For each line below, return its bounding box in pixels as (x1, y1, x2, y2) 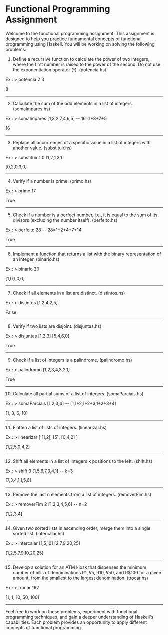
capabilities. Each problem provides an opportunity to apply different (5, 619, 147, 625)
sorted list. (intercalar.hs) (12, 530, 64, 536)
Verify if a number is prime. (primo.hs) (12, 178, 92, 184)
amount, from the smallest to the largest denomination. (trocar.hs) (12, 575, 149, 581)
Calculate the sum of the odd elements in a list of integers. (12, 100, 133, 106)
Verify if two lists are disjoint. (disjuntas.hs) (12, 323, 102, 329)
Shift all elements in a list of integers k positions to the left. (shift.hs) (12, 458, 153, 464)
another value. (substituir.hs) (12, 145, 72, 151)
